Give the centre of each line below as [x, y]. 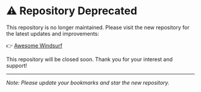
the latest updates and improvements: [53, 33]
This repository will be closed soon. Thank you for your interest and [89, 59]
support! [17, 65]
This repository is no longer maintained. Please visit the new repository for [98, 27]
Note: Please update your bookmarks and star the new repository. [88, 83]
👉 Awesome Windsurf [34, 45]
